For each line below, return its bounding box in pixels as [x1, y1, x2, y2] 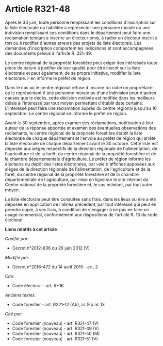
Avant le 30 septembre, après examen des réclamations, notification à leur [5, 120, 154, 126]
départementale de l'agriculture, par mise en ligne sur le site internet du [5, 176, 148, 182]
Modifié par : [5, 254, 30, 260]
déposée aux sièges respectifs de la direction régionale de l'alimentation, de [5, 146, 158, 151]
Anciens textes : [5, 292, 36, 298]
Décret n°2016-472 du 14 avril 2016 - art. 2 [12, 264, 98, 270]
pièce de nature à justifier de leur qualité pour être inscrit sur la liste [5, 65, 141, 71]
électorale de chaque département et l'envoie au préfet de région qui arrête [5, 135, 156, 141]
